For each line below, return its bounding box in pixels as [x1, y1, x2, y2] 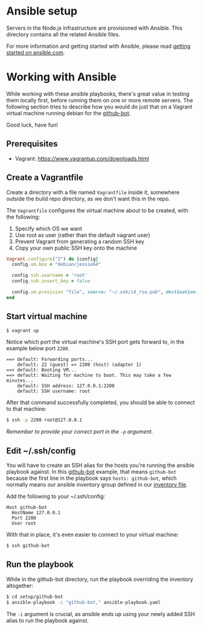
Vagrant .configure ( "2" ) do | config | [6, 256, 98, 262]
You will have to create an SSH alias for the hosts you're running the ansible [6, 462, 195, 469]
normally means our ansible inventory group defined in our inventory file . [6, 481, 188, 488]
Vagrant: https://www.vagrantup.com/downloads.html [14, 154, 149, 162]
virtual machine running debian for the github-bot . [6, 109, 131, 116]
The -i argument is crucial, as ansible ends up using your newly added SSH [6, 610, 195, 617]
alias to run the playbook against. [6, 617, 89, 624]
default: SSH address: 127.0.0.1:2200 [17, 383, 115, 389]
